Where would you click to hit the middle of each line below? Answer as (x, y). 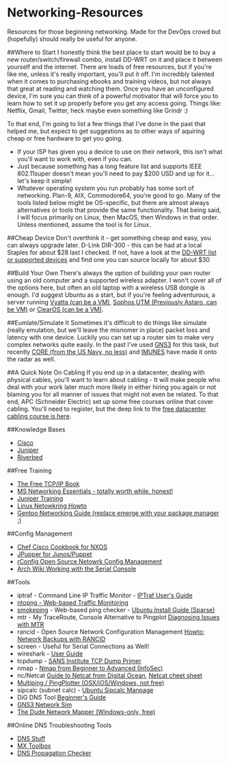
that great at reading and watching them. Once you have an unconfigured (110, 88)
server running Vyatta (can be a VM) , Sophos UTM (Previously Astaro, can (112, 302)
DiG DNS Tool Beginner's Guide (61, 697)
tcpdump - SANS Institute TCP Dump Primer (79, 660)
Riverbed (30, 457)
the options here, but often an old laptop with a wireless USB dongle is (106, 287)
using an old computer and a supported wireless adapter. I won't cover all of (114, 280)
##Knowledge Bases (36, 429)
